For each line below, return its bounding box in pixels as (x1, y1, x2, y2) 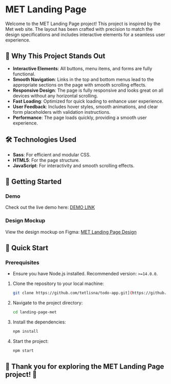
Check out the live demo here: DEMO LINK (5, 204, 95, 211)
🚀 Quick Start (5, 244, 49, 252)
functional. (12, 71, 36, 77)
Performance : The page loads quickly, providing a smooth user (12, 114, 147, 120)
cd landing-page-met (12, 310, 57, 315)
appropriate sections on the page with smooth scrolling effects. (12, 82, 147, 88)
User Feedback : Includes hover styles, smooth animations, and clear (12, 104, 158, 110)
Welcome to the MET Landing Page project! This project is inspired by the (5, 21, 161, 27)
